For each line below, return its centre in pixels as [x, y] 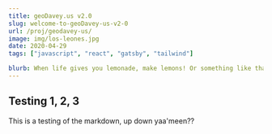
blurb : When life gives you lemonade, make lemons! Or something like [130, 69]
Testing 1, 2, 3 [44, 101]
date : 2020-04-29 [38, 46]
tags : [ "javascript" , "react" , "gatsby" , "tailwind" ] [101, 54]
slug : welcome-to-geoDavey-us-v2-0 [68, 24]
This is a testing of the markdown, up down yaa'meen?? [102, 121]
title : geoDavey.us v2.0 [50, 16]
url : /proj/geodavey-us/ [50, 31]
